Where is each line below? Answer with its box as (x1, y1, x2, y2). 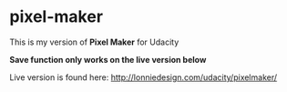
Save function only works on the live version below (9, 54, 207, 65)
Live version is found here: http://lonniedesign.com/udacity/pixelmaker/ (9, 71, 278, 83)
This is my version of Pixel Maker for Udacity (9, 36, 179, 47)
